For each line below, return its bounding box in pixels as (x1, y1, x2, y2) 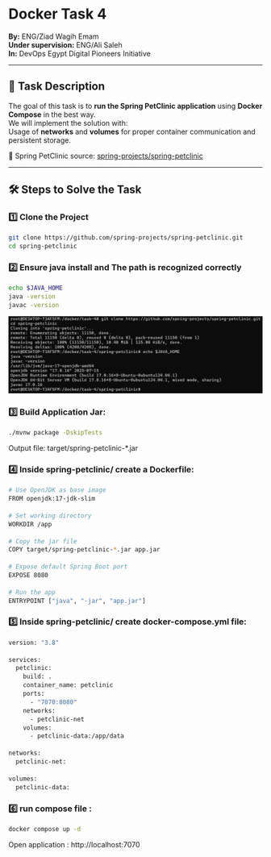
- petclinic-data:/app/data (29, 732, 125, 740)
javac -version (8, 302, 60, 310)
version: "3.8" (8, 639, 60, 647)
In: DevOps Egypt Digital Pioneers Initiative (8, 48, 151, 58)
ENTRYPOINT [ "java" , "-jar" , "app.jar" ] (8, 597, 147, 605)
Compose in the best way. (8, 110, 96, 119)
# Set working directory (8, 511, 92, 520)
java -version (8, 293, 56, 301)
